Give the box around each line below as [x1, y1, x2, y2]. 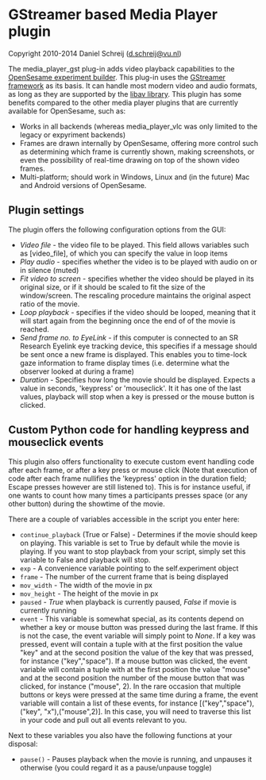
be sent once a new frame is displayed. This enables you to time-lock [19, 349, 248, 359]
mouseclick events [8, 436, 104, 449]
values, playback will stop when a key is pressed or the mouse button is [19, 391, 255, 402]
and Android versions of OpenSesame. [19, 180, 147, 190]
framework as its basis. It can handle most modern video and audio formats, [8, 81, 258, 90]
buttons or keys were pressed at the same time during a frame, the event [19, 690, 259, 699]
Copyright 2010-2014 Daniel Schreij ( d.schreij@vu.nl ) [8, 48, 182, 58]
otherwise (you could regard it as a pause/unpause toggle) [19, 763, 212, 772]
